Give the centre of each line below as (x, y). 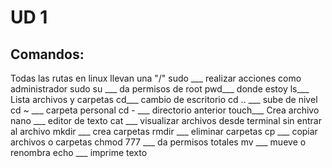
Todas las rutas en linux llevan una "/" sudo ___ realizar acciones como (156, 78)
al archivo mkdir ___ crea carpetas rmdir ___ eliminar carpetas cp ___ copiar (164, 131)
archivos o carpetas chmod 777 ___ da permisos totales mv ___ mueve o (158, 142)
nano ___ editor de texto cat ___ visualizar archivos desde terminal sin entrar (166, 120)
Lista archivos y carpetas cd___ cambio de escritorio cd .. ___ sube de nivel (164, 99)
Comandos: (47, 54)
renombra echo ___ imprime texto (79, 152)
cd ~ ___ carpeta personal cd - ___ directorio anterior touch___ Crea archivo (165, 110)
